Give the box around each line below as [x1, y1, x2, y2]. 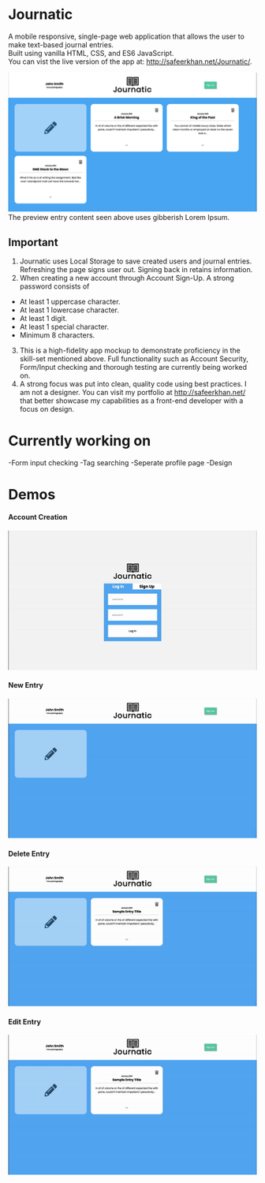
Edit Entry [8, 1017, 42, 1026]
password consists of [19, 282, 90, 291]
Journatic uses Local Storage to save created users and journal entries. [19, 256, 252, 266]
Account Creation [8, 512, 68, 521]
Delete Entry [8, 849, 50, 858]
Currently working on [8, 432, 151, 450]
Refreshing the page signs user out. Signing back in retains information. [19, 265, 253, 274]
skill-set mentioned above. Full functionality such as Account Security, [19, 354, 248, 364]
